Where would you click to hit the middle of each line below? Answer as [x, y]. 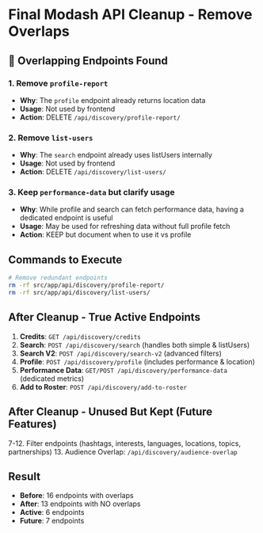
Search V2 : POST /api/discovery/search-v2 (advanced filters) [120, 353]
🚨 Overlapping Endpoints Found [88, 61]
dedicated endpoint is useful [66, 218]
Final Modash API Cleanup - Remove [130, 15]
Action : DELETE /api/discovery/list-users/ [93, 172]
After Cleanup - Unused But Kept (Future [111, 412]
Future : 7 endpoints [52, 521]
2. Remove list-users [51, 138]
